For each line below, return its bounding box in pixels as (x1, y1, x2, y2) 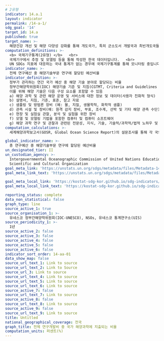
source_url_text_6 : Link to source (5, 283, 78, 288)
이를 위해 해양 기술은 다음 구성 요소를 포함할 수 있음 (9, 89, 103, 94)
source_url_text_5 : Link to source (5, 279, 78, 284)
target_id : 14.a (5, 30, 38, 35)
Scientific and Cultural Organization (9, 161, 89, 166)
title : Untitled (5, 315, 38, 320)
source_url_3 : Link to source (5, 270, 67, 275)
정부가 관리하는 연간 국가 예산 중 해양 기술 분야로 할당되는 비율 (9, 80, 122, 85)
